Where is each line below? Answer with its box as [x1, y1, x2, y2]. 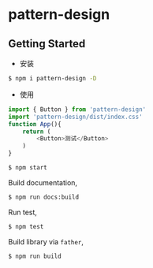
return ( [22, 128, 51, 136]
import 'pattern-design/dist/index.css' [8, 113, 144, 121]
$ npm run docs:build [8, 193, 80, 201]
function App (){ [8, 120, 62, 128]
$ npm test [8, 222, 44, 230]
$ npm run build [8, 252, 62, 260]
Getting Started [8, 37, 86, 50]
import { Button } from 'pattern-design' [8, 105, 147, 114]
